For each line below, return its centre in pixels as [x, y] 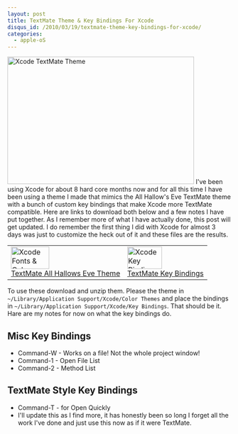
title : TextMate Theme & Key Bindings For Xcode [81, 21]
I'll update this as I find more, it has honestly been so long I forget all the [123, 415]
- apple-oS [30, 40]
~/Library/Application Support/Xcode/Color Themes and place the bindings [118, 298]
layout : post [27, 14]
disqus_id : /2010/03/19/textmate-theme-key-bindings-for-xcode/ [104, 27]
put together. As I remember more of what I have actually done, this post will [119, 219]
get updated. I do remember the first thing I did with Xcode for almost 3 [112, 227]
